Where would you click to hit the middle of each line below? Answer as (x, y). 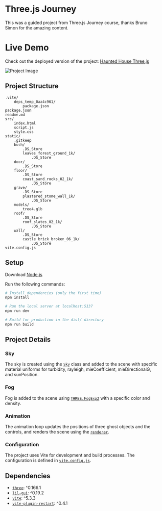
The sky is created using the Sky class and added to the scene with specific (81, 364)
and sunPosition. (22, 375)
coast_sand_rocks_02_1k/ (48, 179)
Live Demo (27, 48)
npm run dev (17, 311)
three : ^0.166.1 (26, 488)
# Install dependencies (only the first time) (53, 293)
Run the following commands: (35, 284)
